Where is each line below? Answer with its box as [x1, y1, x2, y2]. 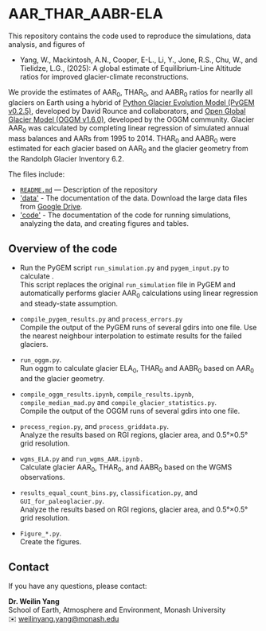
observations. [19, 473, 65, 482]
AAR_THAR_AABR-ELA [8, 5, 163, 23]
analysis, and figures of [8, 39, 85, 49]
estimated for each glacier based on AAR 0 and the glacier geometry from [8, 144, 248, 155]
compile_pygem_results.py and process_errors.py [19, 314, 183, 323]
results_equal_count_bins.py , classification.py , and [19, 488, 198, 497]
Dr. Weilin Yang [8, 597, 60, 606]
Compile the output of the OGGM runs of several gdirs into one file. [19, 406, 241, 415]
